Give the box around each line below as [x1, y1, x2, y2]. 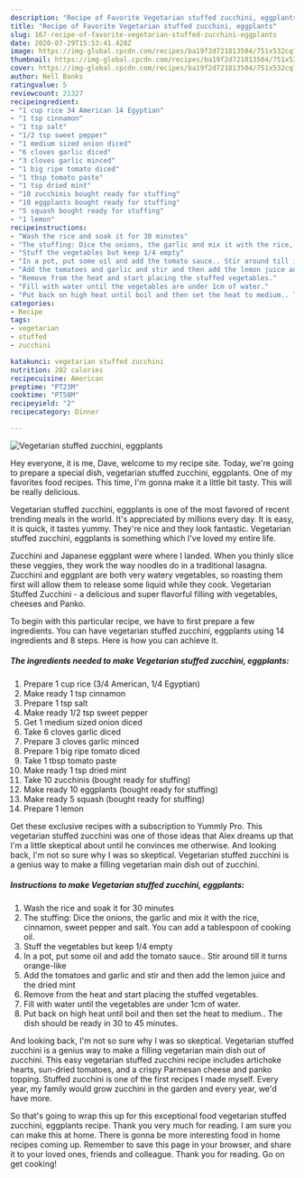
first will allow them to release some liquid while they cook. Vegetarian [10, 579, 272, 590]
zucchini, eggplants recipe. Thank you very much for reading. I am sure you [10, 1119, 292, 1130]
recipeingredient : [10, 97, 79, 107]
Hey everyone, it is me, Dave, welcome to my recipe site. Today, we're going [10, 457, 294, 468]
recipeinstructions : [10, 223, 88, 232]
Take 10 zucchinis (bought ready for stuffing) [23, 774, 191, 785]
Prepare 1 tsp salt [23, 697, 88, 708]
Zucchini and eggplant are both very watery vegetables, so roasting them [10, 569, 283, 580]
